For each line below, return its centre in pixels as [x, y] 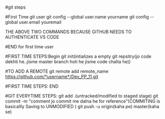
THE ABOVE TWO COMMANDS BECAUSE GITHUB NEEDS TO [69, 32]
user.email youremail [40, 22]
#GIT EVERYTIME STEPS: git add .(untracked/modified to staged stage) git [82, 96]
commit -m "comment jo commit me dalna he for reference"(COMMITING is [83, 101]
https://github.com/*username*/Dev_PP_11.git [52, 76]
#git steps [15, 7]
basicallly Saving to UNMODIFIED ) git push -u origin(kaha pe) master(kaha [82, 106]
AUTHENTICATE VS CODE [32, 37]
